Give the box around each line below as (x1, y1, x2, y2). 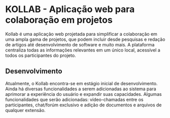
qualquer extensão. (5, 107, 46, 113)
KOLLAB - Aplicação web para (5, 4, 135, 15)
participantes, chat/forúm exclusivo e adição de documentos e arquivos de (5, 102, 162, 108)
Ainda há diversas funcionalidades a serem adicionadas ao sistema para (5, 86, 156, 92)
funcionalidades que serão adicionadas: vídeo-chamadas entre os (5, 96, 144, 102)
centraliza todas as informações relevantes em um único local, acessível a (5, 47, 161, 53)
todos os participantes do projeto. (5, 52, 76, 58)
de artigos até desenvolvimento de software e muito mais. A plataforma (5, 41, 155, 47)
